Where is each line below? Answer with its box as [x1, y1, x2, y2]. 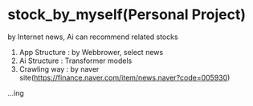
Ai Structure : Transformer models [18, 56, 133, 65]
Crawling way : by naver [18, 64, 100, 73]
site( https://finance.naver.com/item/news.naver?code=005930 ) [18, 73, 231, 82]
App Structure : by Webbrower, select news [18, 47, 164, 57]
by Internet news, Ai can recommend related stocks [7, 32, 178, 41]
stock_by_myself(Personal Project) [7, 6, 247, 24]
